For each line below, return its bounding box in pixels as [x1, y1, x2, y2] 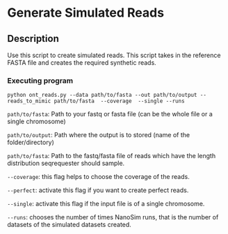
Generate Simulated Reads [7, 5, 165, 21]
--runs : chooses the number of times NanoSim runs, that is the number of [7, 213, 219, 221]
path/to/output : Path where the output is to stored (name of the [7, 131, 190, 139]
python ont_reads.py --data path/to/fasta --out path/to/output [7, 92, 197, 99]
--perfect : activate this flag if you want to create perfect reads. [7, 186, 189, 194]
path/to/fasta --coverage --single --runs [54, 97, 186, 105]
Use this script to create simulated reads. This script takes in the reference [7, 51, 221, 59]
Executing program [7, 75, 74, 85]
